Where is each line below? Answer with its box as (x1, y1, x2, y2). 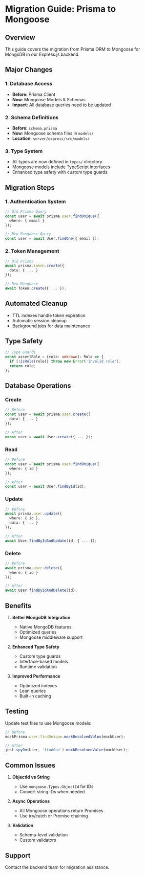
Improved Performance (12, 673, 61, 679)
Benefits (5, 602, 32, 610)
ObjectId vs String (12, 774, 50, 780)
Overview (5, 33, 36, 42)
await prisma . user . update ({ (5, 511, 62, 516)
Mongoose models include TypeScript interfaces (12, 164, 110, 170)
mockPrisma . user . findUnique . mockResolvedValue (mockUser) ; (5, 734, 125, 739)
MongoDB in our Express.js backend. (5, 51, 80, 57)
